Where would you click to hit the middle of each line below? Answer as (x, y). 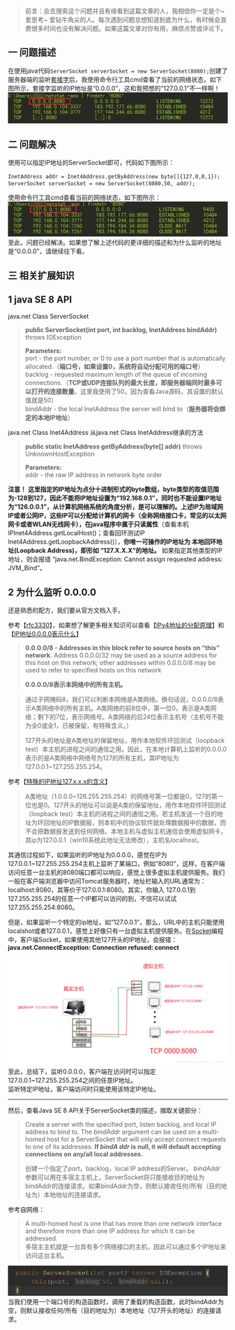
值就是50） (41, 400)
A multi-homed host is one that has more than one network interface (123, 1224)
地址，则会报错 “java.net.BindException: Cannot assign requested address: (115, 559)
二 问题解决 (32, 144)
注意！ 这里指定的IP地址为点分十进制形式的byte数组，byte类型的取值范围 (114, 489)
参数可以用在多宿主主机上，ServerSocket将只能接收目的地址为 (115, 1178)
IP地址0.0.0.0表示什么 (45, 634)
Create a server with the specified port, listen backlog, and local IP (121, 1125)
